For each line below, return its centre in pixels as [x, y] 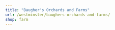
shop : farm [17, 19]
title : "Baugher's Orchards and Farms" [48, 10]
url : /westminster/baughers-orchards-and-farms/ [58, 15]
